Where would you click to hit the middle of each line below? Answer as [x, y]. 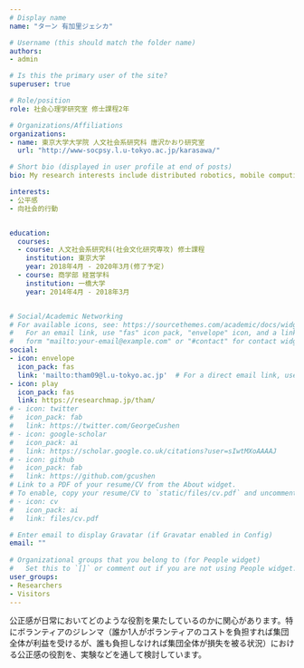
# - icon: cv [34, 501]
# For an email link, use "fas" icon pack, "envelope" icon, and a [143, 333]
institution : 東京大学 [66, 258]
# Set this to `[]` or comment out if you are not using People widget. [153, 568]
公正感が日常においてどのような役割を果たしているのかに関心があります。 [147, 621]
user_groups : [34, 576]
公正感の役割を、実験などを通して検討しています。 [111, 654]
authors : [26, 51]
